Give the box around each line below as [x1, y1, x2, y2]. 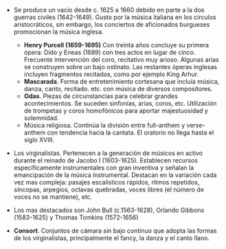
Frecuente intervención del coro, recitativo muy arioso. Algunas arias [23, 56, 219, 64]
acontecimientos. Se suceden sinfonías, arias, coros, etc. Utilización [23, 99, 217, 107]
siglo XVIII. [23, 136, 55, 143]
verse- [186, 121, 205, 129]
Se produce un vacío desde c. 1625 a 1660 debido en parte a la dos [13, 6, 205, 14]
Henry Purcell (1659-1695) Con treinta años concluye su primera [23, 41, 210, 49]
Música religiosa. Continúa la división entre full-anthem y [23, 121, 185, 129]
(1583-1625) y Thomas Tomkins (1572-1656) [13, 213, 139, 222]
